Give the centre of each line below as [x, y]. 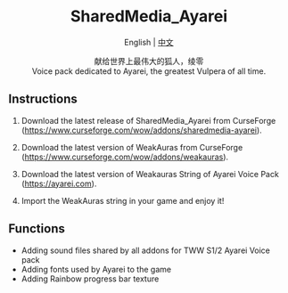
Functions [37, 229]
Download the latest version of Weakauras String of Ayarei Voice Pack [150, 174]
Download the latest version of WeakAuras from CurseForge [132, 147]
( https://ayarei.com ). [59, 183]
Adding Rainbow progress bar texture [90, 279]
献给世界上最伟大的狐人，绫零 [149, 61]
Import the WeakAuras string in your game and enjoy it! [123, 200]
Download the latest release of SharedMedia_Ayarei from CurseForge [148, 120]
